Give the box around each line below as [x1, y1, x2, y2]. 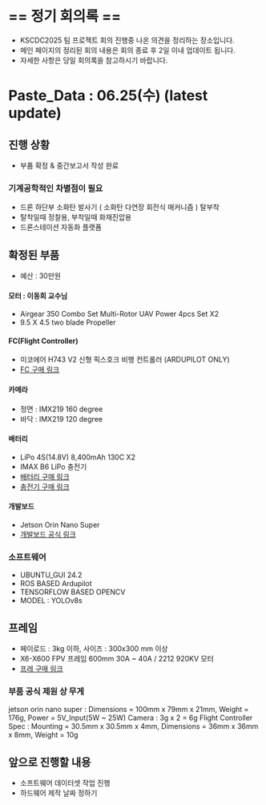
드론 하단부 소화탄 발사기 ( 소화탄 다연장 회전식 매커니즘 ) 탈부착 [19, 202, 220, 212]
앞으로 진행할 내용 [8, 755, 91, 769]
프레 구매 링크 [19, 664, 63, 674]
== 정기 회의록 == [8, 7, 122, 26]
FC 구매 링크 [19, 365, 60, 374]
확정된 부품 [8, 248, 60, 261]
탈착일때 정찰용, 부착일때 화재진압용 [19, 212, 132, 222]
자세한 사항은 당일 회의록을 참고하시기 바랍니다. [19, 55, 168, 65]
